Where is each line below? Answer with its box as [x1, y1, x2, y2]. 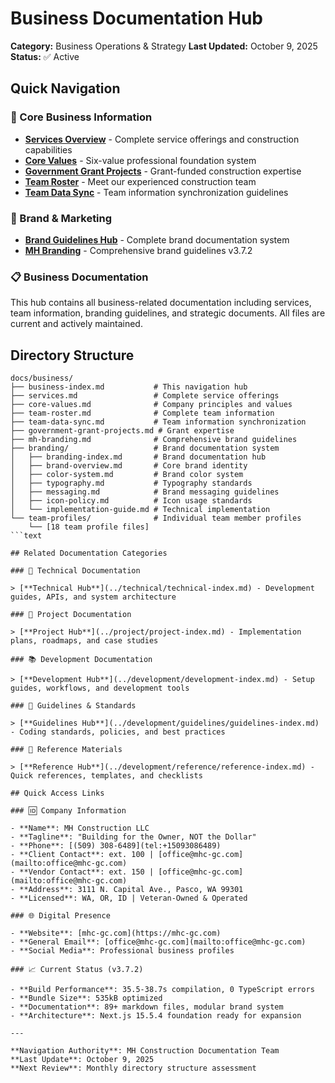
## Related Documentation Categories [10, 548, 168, 559]
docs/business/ [10, 373, 74, 384]
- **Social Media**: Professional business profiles [10, 946, 235, 956]
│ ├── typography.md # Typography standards [10, 478, 253, 489]
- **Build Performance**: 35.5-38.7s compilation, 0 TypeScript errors [10, 985, 315, 995]
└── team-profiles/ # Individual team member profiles [10, 513, 302, 524]
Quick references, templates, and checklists [10, 771, 203, 781]
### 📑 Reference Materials [10, 745, 123, 755]
